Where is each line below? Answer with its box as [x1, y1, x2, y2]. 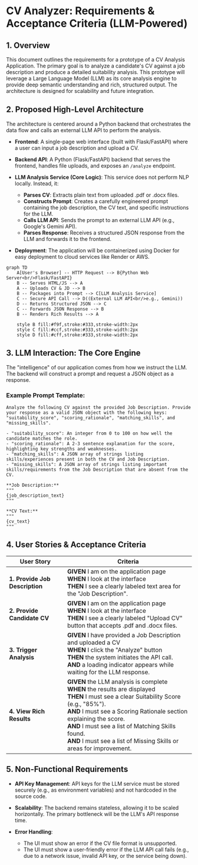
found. [67, 729, 85, 738]
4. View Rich [9, 707, 45, 715]
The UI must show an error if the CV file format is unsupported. [23, 840, 177, 847]
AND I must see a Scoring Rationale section [67, 707, 188, 715]
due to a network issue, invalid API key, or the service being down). [23, 852, 187, 859]
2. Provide [9, 606, 38, 615]
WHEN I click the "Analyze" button [67, 645, 163, 654]
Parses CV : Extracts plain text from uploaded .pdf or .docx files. [23, 191, 179, 198]
